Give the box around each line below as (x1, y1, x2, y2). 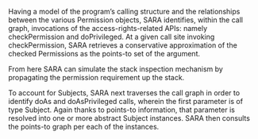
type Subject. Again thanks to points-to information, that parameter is (8, 105, 236, 114)
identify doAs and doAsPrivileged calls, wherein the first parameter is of (8, 97, 244, 106)
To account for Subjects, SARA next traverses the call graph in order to (8, 88, 241, 98)
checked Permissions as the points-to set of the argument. (8, 49, 201, 58)
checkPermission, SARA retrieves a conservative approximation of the (8, 41, 238, 50)
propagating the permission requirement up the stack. (8, 73, 185, 82)
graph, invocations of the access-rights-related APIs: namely (8, 24, 208, 33)
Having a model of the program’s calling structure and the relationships (8, 7, 241, 16)
